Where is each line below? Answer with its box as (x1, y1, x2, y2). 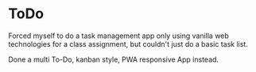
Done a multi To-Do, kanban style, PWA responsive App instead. (8, 55, 219, 64)
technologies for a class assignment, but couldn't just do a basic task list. (8, 39, 248, 48)
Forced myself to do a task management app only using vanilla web (8, 31, 229, 40)
